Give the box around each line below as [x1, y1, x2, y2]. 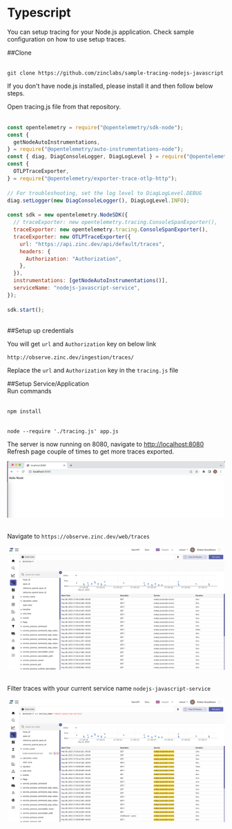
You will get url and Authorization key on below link [7, 339, 157, 348]
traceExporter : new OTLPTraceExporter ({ [13, 233, 131, 240]
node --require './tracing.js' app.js [7, 427, 119, 435]
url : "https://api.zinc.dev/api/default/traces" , [19, 241, 166, 248]
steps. [7, 89, 25, 97]
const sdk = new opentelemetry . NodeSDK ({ [7, 212, 128, 218]
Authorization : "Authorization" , [25, 255, 122, 262]
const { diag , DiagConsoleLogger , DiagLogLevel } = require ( [7, 153, 187, 160]
